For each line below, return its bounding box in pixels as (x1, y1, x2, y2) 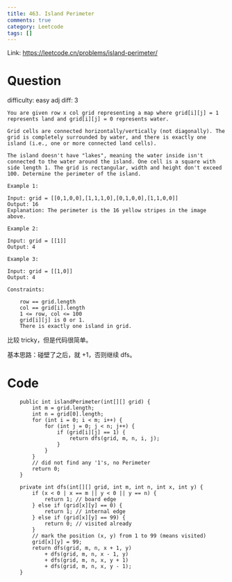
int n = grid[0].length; (32, 411, 104, 418)
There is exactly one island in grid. (19, 323, 132, 330)
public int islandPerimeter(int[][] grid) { (19, 398, 151, 406)
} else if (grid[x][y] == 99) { (32, 514, 126, 521)
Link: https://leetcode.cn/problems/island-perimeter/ (7, 49, 158, 57)
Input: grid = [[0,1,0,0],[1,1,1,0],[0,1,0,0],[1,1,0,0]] (7, 195, 179, 202)
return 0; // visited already (44, 520, 132, 528)
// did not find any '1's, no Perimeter (32, 459, 151, 466)
